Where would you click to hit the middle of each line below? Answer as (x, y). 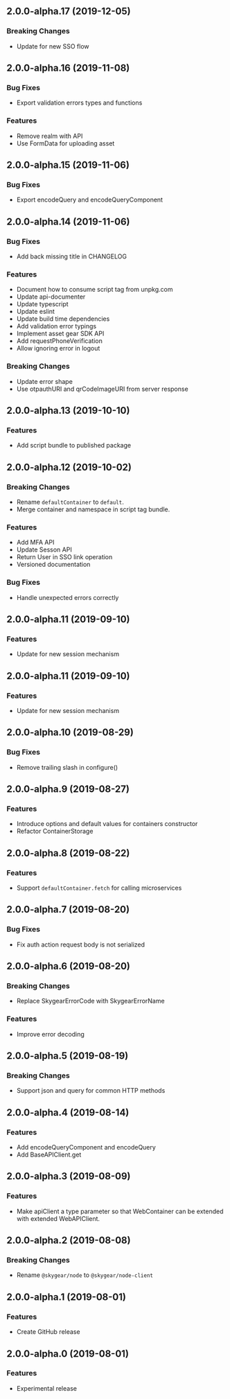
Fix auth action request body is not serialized (81, 944)
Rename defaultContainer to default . (70, 502)
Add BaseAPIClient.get (49, 1155)
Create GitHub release (48, 1332)
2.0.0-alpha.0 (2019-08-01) (68, 1354)
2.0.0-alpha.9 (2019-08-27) (68, 789)
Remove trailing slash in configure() (67, 767)
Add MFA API (35, 543)
